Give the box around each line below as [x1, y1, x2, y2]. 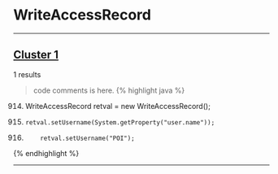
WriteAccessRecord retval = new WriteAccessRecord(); [24, 101, 211, 111]
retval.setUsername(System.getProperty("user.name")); [24, 118, 215, 127]
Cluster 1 [13, 48, 59, 62]
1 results [13, 69, 41, 79]
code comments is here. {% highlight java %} [33, 85, 185, 95]
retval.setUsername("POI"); [40, 134, 135, 142]
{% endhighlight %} [13, 148, 80, 158]
